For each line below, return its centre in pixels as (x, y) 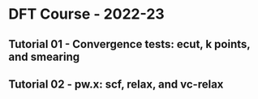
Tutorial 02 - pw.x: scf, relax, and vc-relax (116, 84)
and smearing (44, 56)
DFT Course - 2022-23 (86, 14)
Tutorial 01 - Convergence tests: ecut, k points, (129, 44)
